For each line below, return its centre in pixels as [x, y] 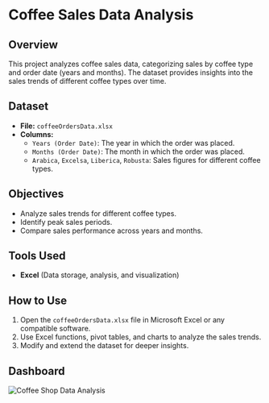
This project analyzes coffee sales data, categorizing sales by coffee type [131, 64]
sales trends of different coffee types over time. [87, 81]
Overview [33, 45]
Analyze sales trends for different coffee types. [98, 213]
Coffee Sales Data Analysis [101, 15]
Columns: [37, 134]
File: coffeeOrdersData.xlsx [66, 126]
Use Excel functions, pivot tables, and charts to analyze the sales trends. [141, 337]
